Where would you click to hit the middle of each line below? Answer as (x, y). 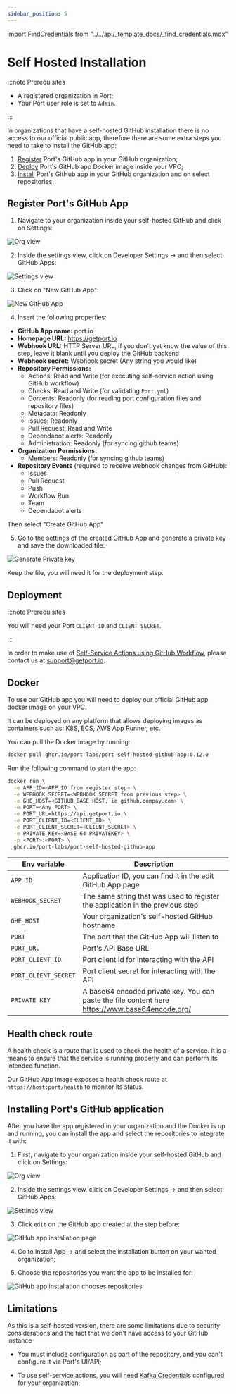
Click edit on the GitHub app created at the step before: (99, 1224)
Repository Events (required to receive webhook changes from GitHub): (122, 466)
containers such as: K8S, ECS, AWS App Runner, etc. (84, 728)
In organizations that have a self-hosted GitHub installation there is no (108, 130)
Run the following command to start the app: (72, 768)
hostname (99, 925)
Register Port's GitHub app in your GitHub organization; (98, 159)
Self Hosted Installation (77, 62)
